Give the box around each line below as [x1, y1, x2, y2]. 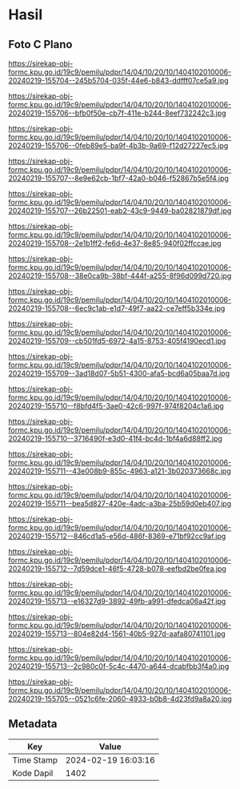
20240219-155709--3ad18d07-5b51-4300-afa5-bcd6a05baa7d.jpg [8, 368, 230, 378]
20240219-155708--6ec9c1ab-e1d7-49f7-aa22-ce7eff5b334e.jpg [8, 304, 226, 313]
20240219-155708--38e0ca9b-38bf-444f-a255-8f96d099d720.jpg [8, 271, 232, 280]
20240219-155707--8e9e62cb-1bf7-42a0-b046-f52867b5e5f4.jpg [8, 174, 230, 183]
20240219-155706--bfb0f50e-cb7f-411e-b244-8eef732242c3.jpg [8, 108, 226, 118]
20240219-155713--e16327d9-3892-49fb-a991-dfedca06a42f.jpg [8, 597, 226, 606]
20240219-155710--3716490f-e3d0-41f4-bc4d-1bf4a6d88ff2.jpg [8, 434, 222, 443]
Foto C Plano [8, 38, 73, 51]
